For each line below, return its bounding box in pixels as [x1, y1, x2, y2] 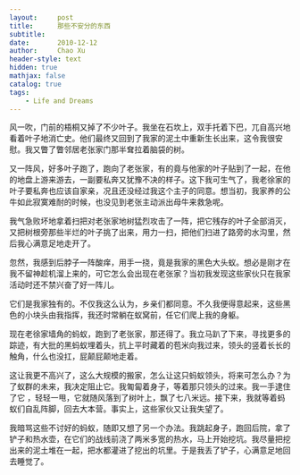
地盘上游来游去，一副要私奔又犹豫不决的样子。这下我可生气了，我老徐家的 [16, 174, 291, 185]
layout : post [9, 13, 74, 22]
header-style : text [9, 55, 82, 64]
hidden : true [9, 64, 58, 72]
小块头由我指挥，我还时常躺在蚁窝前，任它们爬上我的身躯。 [24, 310, 244, 320]
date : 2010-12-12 [9, 38, 98, 47]
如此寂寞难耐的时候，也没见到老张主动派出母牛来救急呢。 [16, 197, 229, 208]
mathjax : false [9, 72, 66, 81]
